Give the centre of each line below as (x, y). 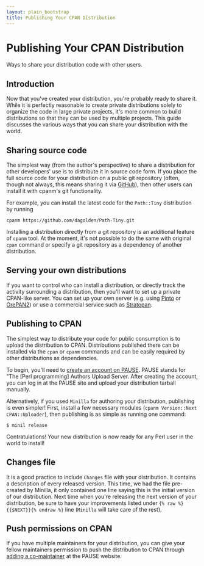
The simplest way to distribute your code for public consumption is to (93, 338)
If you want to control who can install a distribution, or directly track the (96, 285)
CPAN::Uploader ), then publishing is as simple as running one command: (96, 414)
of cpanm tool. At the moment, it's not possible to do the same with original (99, 238)
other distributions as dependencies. (52, 358)
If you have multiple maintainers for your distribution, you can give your (96, 543)
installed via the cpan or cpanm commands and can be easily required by (96, 351)
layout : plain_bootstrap (38, 12)
